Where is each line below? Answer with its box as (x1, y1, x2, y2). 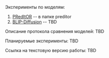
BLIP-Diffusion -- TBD (12, 19, 57, 25)
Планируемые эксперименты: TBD (5, 38, 79, 44)
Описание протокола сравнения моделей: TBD (5, 29, 105, 34)
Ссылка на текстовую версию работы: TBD (5, 48, 97, 53)
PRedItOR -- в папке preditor (12, 14, 72, 19)
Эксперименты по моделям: (5, 4, 65, 10)
